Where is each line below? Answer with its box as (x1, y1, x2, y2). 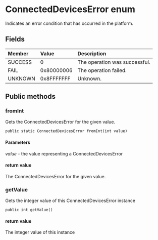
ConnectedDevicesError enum (5, 4, 135, 15)
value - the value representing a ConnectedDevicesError (5, 150, 123, 156)
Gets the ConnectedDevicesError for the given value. (5, 119, 115, 125)
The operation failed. (77, 67, 127, 74)
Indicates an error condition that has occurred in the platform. (5, 20, 134, 26)
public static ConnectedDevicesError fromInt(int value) (5, 129, 128, 134)
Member (8, 50, 29, 57)
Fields (5, 35, 25, 44)
